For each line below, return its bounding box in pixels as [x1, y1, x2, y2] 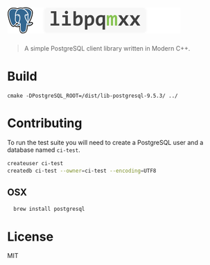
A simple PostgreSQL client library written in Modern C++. [24, 44, 191, 52]
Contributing [7, 115, 82, 131]
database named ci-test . [7, 146, 81, 154]
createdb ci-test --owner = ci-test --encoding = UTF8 [7, 167, 157, 174]
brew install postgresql [13, 205, 85, 213]
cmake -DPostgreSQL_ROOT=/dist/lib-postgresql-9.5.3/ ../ [7, 92, 178, 99]
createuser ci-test [7, 160, 64, 166]
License [7, 229, 54, 244]
